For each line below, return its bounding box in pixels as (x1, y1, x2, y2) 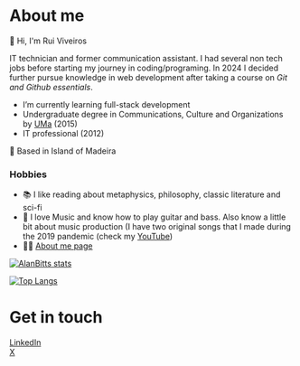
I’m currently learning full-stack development (22, 99, 191, 109)
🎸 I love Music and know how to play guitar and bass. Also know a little (22, 211, 286, 222)
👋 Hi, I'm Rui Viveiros (9, 35, 88, 46)
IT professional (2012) (22, 127, 105, 138)
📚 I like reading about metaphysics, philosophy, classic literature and (22, 189, 281, 200)
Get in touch (9, 307, 103, 328)
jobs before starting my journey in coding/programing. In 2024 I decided (9, 62, 279, 73)
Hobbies (9, 168, 48, 181)
